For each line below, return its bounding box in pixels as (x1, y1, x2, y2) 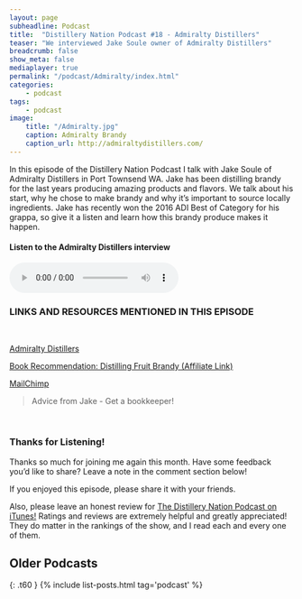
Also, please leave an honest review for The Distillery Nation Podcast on (9, 501, 278, 511)
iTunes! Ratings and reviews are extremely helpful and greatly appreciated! (9, 511, 288, 521)
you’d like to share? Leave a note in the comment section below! (9, 465, 248, 476)
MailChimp (9, 378, 50, 389)
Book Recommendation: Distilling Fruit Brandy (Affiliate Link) (9, 361, 233, 372)
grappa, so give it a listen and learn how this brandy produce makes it (9, 211, 269, 222)
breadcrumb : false (9, 47, 78, 56)
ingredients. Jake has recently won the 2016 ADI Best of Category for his (9, 202, 279, 213)
